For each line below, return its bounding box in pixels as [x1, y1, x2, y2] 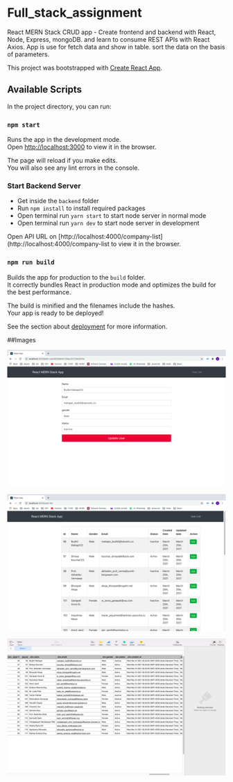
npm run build [7, 259, 55, 266]
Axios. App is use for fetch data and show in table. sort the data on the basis [7, 42, 225, 51]
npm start [7, 120, 40, 129]
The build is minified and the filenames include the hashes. [7, 301, 175, 310]
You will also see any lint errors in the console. [7, 163, 140, 172]
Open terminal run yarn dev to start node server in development [17, 219, 200, 228]
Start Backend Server [7, 181, 81, 191]
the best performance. [7, 287, 71, 296]
